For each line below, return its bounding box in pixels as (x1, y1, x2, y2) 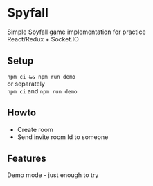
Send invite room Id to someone (17, 133, 109, 141)
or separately (7, 80, 45, 88)
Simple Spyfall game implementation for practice (7, 28, 147, 36)
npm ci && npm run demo (7, 73, 76, 80)
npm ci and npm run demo (7, 86, 78, 95)
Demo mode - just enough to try (7, 171, 99, 179)
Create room (17, 125, 53, 133)
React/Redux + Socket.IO (7, 35, 80, 43)
